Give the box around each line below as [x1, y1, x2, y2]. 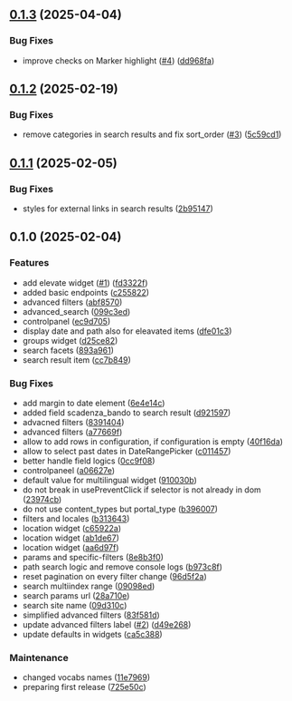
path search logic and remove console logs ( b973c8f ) [22, 561, 223, 572]
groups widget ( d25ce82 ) [22, 335, 118, 346]
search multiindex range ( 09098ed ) [22, 580, 155, 592]
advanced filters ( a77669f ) [22, 426, 123, 438]
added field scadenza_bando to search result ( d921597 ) [22, 407, 231, 418]
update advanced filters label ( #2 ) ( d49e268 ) [22, 619, 192, 630]
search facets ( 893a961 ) [22, 345, 115, 355]
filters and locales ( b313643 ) [22, 513, 130, 524]
